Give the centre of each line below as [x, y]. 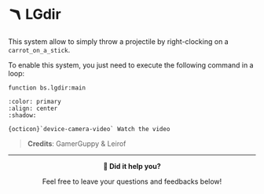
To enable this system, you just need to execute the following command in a [131, 65]
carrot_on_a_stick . [39, 49]
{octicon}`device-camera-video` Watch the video [89, 129]
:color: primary [35, 101]
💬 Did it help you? [132, 166]
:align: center [33, 108]
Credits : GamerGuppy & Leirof [77, 143]
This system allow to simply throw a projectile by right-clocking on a [119, 41]
